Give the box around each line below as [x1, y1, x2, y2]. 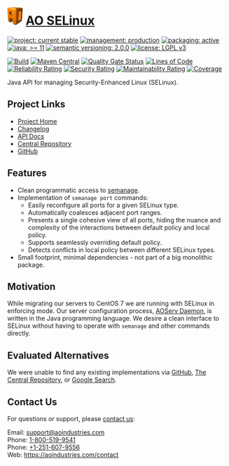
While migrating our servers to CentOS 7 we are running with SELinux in [7, 299, 215, 308]
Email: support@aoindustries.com [7, 428, 105, 437]
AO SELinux [25, 13, 95, 29]
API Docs [17, 132, 44, 140]
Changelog [17, 124, 50, 133]
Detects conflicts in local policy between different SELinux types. [27, 246, 216, 254]
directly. [7, 329, 31, 338]
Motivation [7, 281, 56, 293]
